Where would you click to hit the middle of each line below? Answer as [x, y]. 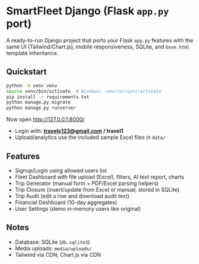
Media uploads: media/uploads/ [53, 248]
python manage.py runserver [41, 108]
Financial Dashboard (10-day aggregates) [66, 202]
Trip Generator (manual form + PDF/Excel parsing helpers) [87, 183]
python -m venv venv [32, 86]
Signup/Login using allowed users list [61, 170]
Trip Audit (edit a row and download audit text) [72, 196]
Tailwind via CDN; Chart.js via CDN [58, 254]
